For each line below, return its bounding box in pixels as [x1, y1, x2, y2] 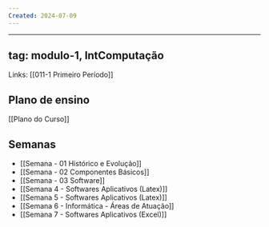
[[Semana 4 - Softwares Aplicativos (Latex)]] [19, 185, 168, 194]
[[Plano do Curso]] [8, 114, 70, 124]
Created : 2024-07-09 [8, 11, 78, 20]
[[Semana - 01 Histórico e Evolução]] [19, 159, 142, 169]
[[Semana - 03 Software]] [19, 176, 106, 185]
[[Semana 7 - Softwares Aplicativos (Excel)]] [19, 209, 167, 220]
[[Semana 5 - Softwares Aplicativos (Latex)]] [19, 193, 168, 202]
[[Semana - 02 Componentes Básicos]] [19, 167, 150, 177]
